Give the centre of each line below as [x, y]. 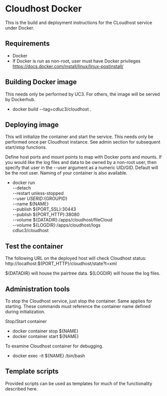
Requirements [27, 44]
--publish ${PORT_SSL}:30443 [44, 209]
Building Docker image [41, 82]
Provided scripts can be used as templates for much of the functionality [79, 383]
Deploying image [32, 125]
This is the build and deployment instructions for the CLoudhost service [79, 22]
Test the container [34, 246]
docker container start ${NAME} [45, 336]
